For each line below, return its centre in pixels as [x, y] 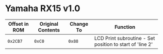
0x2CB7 [15, 41]
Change [79, 24]
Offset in [18, 24]
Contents [49, 30]
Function [125, 27]
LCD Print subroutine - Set [125, 38]
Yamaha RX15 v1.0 [43, 9]
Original [49, 24]
